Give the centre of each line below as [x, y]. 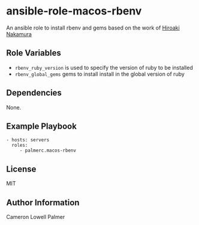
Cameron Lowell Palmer [36, 217]
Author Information [43, 202]
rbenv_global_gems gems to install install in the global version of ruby [99, 74]
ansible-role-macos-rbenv [74, 11]
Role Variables [34, 53]
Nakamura [19, 34]
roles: [20, 146]
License [21, 169]
